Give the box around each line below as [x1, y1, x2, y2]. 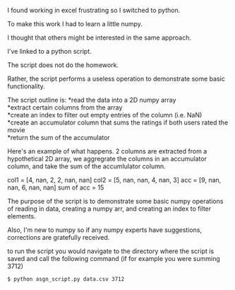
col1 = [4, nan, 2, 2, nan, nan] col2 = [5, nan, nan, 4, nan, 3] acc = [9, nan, [7, 176, 222, 184]
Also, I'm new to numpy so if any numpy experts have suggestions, [7, 226, 203, 234]
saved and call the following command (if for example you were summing [7, 255, 220, 262]
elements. [7, 212, 37, 220]
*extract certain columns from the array [7, 103, 123, 112]
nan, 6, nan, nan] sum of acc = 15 [7, 183, 104, 192]
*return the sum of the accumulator [7, 134, 111, 141]
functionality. [7, 82, 46, 91]
